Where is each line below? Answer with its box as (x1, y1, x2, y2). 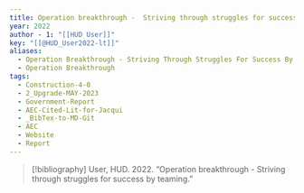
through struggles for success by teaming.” (31, 173, 194, 184)
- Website (17, 131, 54, 140)
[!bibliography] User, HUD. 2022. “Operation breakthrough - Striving (31, 163, 286, 174)
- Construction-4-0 (17, 80, 91, 89)
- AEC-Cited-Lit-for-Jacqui (17, 106, 124, 115)
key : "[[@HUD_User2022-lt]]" (9, 38, 119, 48)
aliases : (9, 47, 43, 56)
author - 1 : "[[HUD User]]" (9, 30, 116, 39)
